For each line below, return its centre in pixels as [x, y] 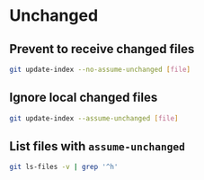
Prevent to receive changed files [102, 49]
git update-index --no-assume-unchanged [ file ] [100, 69]
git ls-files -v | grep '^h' [64, 167]
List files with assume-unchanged [98, 146]
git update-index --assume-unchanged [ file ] [94, 118]
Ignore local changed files [84, 98]
